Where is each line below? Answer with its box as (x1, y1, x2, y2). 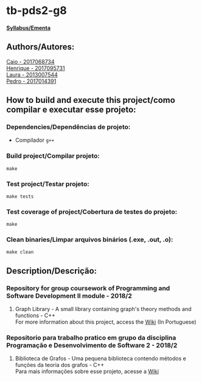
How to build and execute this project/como (6, 95, 175, 105)
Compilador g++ (15, 136, 55, 144)
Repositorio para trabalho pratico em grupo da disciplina (6, 334, 176, 342)
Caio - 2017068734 (6, 58, 55, 65)
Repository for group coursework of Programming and (6, 284, 170, 292)
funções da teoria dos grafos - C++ (15, 362, 105, 369)
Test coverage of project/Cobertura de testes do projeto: (6, 208, 178, 216)
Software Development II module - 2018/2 (6, 292, 132, 300)
